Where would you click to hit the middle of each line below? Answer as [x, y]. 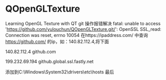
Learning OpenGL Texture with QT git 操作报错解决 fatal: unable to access [83, 23]
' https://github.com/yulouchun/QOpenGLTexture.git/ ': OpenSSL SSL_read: [84, 29]
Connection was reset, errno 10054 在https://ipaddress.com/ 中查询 [77, 35]
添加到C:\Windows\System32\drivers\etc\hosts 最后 [60, 72]
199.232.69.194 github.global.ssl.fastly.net [50, 61]
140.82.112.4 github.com [31, 52]
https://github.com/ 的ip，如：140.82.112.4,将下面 [57, 42]
